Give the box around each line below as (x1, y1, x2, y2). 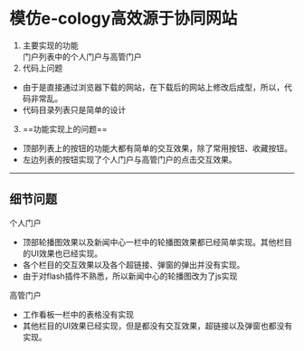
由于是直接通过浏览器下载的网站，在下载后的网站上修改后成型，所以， (22, 81, 285, 92)
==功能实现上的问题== (22, 123, 108, 134)
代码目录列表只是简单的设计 (22, 104, 127, 115)
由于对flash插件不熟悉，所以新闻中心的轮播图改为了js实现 (22, 270, 238, 281)
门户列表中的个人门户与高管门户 (22, 51, 142, 62)
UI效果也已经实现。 (30, 248, 102, 259)
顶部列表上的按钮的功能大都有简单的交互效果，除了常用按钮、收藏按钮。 (22, 142, 292, 154)
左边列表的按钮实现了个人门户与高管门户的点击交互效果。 (22, 154, 237, 165)
